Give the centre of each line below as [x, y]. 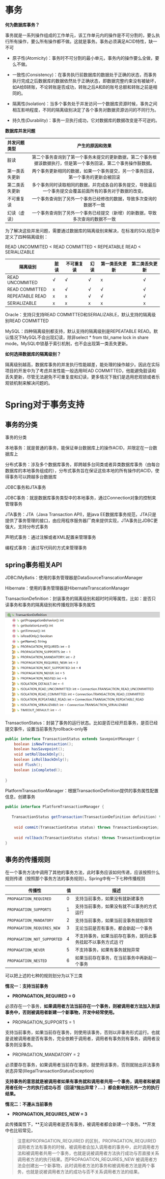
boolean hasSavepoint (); [39, 749]
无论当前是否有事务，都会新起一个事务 [114, 928]
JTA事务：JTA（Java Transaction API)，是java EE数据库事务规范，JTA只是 [81, 515]
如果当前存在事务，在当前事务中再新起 [114, 958]
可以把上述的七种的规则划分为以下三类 [44, 976]
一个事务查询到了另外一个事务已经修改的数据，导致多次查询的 [94, 199]
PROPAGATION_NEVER [26, 950]
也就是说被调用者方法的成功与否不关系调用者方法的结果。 [84, 1172]
